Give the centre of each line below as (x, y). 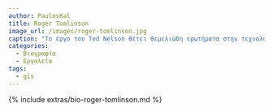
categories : (28, 46)
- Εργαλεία (34, 62)
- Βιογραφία (36, 54)
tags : (17, 69)
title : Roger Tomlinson (49, 24)
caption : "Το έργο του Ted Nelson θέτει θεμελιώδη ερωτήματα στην (123, 39)
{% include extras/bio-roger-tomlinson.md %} (85, 99)
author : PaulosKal (39, 16)
